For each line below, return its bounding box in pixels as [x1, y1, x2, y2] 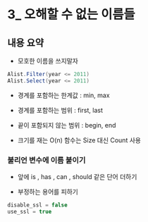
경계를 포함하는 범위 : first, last [17, 106, 104, 114]
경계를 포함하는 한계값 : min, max [17, 91, 111, 99]
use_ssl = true [7, 208, 52, 215]
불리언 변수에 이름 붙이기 [7, 155, 86, 165]
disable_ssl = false [7, 202, 68, 209]
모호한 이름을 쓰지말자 [17, 57, 79, 65]
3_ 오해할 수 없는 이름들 [7, 6, 135, 23]
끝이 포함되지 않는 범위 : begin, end [17, 121, 116, 129]
